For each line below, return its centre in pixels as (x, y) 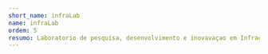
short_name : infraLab (44, 15)
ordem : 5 (23, 30)
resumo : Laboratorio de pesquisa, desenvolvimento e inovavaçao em (123, 38)
